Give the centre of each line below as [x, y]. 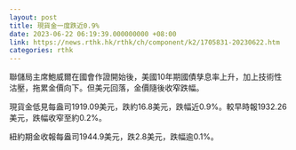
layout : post [33, 17]
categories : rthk [41, 51]
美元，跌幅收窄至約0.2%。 [58, 118]
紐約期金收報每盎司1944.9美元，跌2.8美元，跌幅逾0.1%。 [114, 137]
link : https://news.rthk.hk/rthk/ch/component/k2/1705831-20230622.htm [144, 42]
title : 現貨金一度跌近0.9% [54, 26]
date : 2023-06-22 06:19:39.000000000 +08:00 [93, 34]
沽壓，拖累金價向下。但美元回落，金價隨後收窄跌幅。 [107, 88]
